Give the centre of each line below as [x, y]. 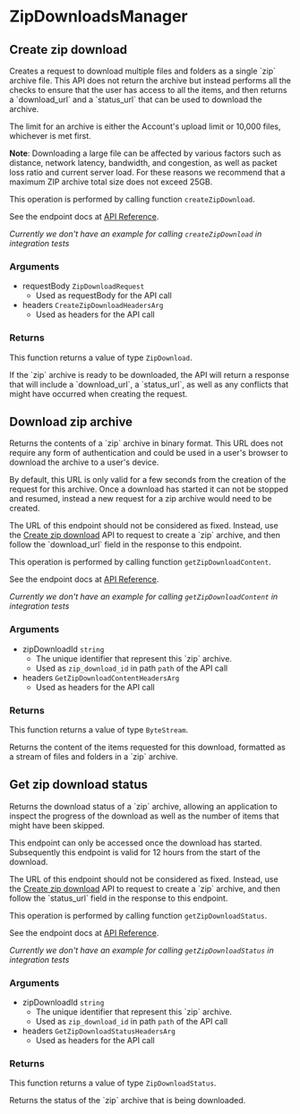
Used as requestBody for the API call [103, 296]
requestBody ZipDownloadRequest [83, 286]
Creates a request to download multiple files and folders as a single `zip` [142, 71]
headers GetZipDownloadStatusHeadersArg [99, 1031]
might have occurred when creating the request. [99, 394]
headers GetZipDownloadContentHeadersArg [101, 677]
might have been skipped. [57, 825]
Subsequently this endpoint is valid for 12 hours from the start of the [135, 852]
